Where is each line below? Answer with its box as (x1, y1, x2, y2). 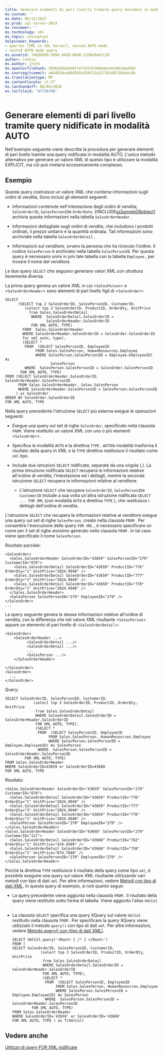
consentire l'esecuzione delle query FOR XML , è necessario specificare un (5, 523, 152, 528)
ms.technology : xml (5, 30, 45, 35)
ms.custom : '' (5, 12, 34, 17)
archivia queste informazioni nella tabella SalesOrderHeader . (12, 214, 132, 220)
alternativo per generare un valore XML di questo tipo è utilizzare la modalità (5, 157, 158, 163)
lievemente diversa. (5, 273, 44, 279)
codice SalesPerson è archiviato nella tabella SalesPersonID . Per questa (12, 248, 154, 254)
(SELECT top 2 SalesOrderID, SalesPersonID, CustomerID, (17, 301, 136, 307)
